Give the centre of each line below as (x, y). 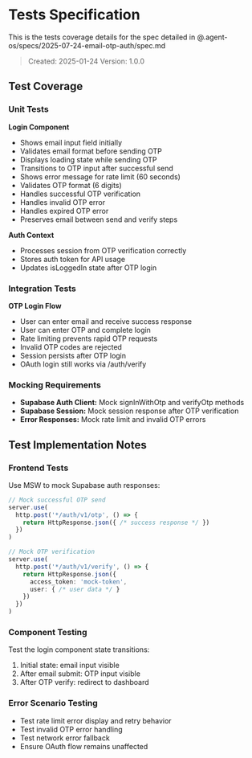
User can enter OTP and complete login (85, 330)
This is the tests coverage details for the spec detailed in (102, 37)
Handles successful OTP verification (80, 194)
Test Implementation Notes (77, 445)
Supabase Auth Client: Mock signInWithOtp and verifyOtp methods (132, 403)
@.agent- (212, 37)
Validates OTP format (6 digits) (71, 185)
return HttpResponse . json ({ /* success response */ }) (116, 522)
